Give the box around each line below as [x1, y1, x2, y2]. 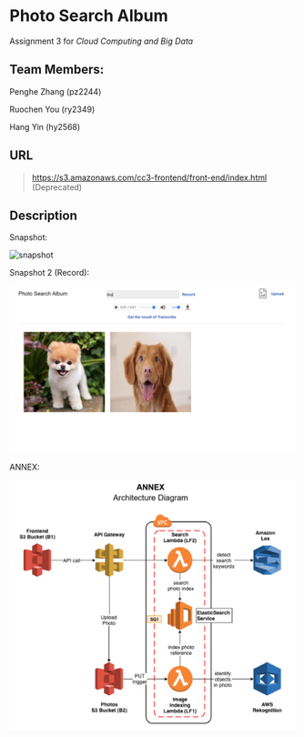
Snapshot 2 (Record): [9, 268, 89, 278]
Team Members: [9, 62, 105, 77]
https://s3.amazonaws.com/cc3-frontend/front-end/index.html [31, 172, 268, 183]
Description [9, 207, 77, 223]
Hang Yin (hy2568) [9, 121, 81, 132]
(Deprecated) [31, 181, 83, 192]
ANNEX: [9, 461, 40, 472]
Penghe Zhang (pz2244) [9, 86, 102, 96]
